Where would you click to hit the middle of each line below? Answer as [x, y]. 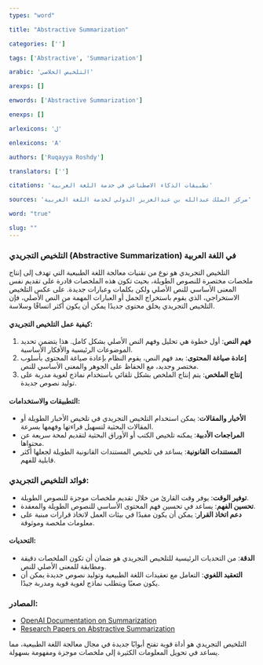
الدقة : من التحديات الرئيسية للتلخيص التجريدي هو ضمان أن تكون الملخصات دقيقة [137, 557]
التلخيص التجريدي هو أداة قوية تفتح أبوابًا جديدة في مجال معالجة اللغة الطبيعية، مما [128, 644]
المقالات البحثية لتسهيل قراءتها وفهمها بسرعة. [87, 427]
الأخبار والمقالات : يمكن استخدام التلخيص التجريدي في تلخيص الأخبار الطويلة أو [133, 418]
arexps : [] [27, 86]
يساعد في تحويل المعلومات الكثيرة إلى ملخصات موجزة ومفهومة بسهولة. [114, 652]
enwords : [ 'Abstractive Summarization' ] [76, 100]
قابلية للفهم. [38, 460]
